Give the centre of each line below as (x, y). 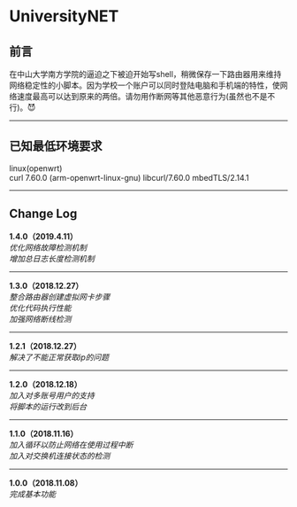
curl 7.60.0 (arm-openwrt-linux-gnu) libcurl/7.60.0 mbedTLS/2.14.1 (129, 177)
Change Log (43, 214)
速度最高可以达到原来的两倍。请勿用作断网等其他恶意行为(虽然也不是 (142, 96)
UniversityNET (64, 16)
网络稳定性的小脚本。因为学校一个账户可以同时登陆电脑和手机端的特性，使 (145, 85)
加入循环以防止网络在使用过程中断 (71, 444)
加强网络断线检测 (40, 319)
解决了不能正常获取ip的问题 (59, 357)
